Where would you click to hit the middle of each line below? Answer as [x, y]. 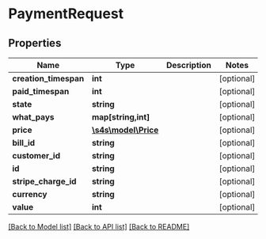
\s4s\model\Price [125, 130]
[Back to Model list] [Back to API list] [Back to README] [99, 227]
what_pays [33, 117]
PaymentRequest [66, 14]
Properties [35, 43]
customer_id [36, 156]
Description [188, 65]
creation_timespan [48, 78]
